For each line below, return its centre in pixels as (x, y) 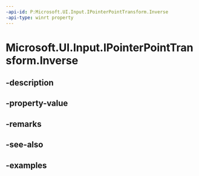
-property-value (37, 103)
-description (30, 83)
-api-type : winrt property (40, 18)
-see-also (24, 145)
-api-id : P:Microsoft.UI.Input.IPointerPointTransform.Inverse (87, 12)
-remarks (24, 124)
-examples (26, 165)
